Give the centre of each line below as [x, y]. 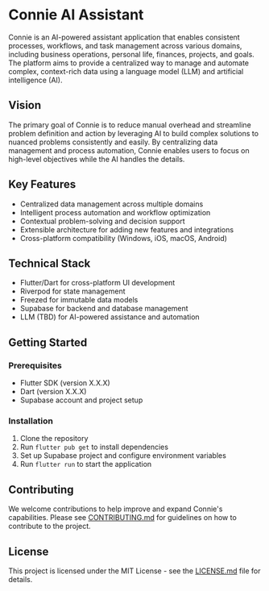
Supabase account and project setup [81, 400]
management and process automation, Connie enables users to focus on [129, 150]
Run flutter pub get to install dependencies [94, 447]
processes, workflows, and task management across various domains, [125, 45]
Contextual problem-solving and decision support [102, 221]
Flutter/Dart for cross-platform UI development [97, 283]
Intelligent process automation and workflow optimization [115, 212]
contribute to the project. [50, 526]
